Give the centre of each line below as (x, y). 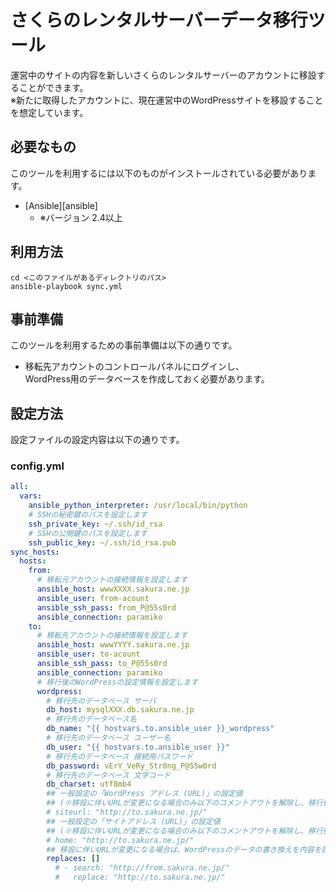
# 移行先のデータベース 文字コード (109, 775)
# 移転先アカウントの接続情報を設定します (112, 636)
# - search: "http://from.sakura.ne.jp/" (142, 868)
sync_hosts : (35, 552)
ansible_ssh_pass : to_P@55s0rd (102, 664)
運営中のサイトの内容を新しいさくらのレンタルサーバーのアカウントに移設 (163, 75)
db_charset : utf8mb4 (89, 784)
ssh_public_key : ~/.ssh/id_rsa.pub (102, 542)
